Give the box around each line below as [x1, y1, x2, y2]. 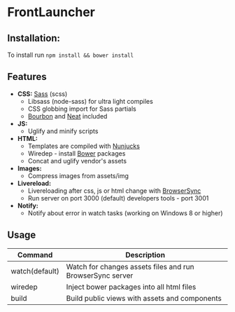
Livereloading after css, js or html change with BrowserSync [27, 186, 201, 195]
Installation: [7, 32, 61, 44]
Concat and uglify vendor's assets [27, 156, 127, 165]
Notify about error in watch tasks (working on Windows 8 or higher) [27, 208, 223, 217]
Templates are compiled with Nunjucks [27, 142, 140, 150]
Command [17, 250, 53, 259]
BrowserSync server [66, 271, 134, 280]
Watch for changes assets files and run [66, 262, 194, 271]
